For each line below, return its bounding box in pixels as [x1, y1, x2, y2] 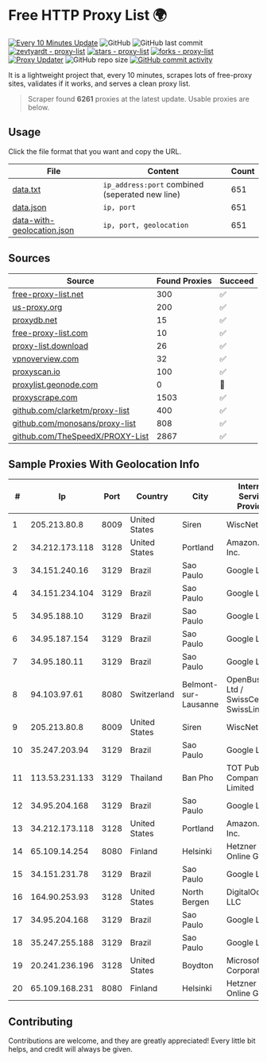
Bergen [182, 897, 210, 908]
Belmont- [182, 679, 219, 690]
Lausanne [182, 699, 219, 710]
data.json [12, 202, 47, 213]
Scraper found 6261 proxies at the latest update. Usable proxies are [27, 94, 250, 103]
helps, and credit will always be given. [8, 1045, 133, 1054]
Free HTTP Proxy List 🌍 [8, 6, 168, 25]
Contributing [8, 1014, 73, 1029]
